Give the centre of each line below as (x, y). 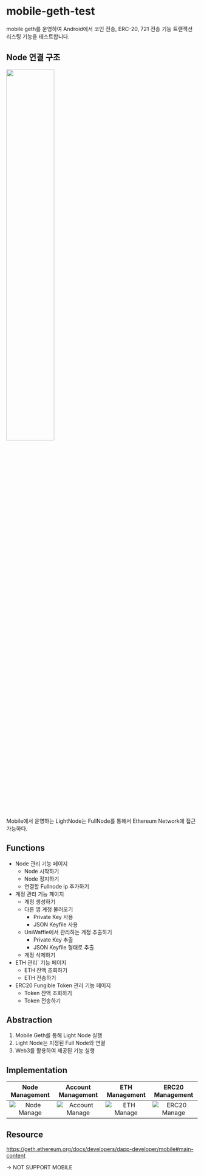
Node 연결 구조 (33, 58)
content (16, 1156)
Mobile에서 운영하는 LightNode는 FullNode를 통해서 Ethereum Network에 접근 (101, 821)
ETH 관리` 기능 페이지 (41, 962)
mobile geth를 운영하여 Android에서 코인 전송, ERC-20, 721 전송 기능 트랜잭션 (100, 29)
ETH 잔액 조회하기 (46, 970)
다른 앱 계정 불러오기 (49, 909)
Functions (26, 848)
